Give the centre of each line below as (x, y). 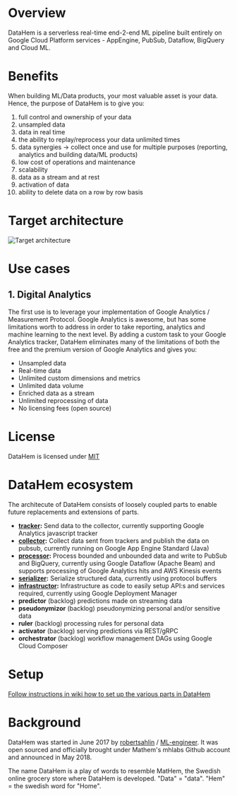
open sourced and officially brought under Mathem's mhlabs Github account (119, 749)
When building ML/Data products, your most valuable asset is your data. (113, 95)
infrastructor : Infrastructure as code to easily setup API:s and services (121, 585)
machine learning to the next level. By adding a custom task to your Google (117, 334)
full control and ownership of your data (75, 117)
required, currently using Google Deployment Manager (98, 593)
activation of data (44, 185)
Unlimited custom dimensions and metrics (79, 378)
